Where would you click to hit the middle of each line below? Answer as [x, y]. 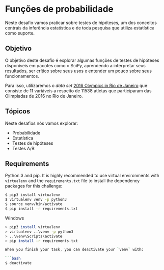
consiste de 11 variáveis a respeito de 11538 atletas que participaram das [78, 91]
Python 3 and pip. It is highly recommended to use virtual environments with [82, 176]
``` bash [13, 259]
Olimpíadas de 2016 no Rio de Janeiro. [44, 96]
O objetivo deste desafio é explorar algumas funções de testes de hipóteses [82, 60]
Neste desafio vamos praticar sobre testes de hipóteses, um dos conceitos [81, 23]
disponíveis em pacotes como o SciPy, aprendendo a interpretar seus [75, 65]
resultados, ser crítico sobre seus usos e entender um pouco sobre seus [79, 71]
